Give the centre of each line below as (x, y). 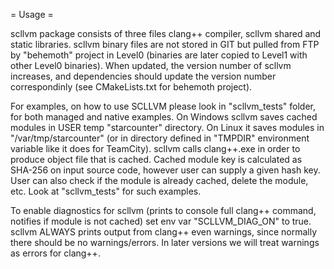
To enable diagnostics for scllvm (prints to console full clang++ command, (163, 210)
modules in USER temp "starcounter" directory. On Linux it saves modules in (167, 127)
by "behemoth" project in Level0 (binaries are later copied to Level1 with (159, 55)
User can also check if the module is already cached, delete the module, (159, 180)
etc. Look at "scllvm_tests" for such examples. (106, 191)
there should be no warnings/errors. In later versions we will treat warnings (165, 242)
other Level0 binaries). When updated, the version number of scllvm (151, 65)
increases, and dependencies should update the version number (143, 76)
